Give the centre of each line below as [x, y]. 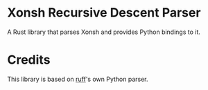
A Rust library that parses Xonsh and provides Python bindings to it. [104, 32]
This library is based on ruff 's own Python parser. [78, 79]
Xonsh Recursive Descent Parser [104, 13]
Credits [29, 60]
